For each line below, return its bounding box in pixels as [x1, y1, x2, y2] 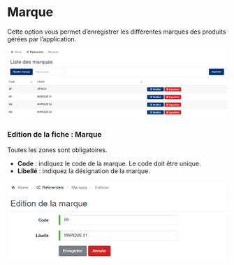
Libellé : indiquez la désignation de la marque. [17, 166, 150, 175]
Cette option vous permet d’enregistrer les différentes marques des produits [7, 27, 226, 36]
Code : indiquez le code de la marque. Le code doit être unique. [17, 159, 201, 168]
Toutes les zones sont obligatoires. [7, 145, 108, 154]
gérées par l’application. [7, 34, 77, 43]
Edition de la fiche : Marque [7, 130, 103, 140]
